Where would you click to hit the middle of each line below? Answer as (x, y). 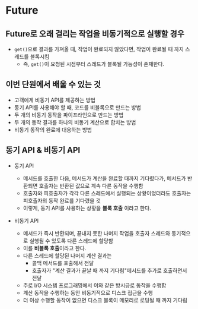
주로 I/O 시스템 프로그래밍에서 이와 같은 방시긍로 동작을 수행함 (95, 285)
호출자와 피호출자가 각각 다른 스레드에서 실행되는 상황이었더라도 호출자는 (107, 193)
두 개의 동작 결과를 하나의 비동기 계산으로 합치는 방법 (75, 122)
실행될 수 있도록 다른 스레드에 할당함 (71, 241)
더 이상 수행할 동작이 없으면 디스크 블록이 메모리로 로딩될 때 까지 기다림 (105, 300)
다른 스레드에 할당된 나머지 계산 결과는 (67, 256)
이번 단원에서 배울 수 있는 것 (53, 85)
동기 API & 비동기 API (43, 150)
